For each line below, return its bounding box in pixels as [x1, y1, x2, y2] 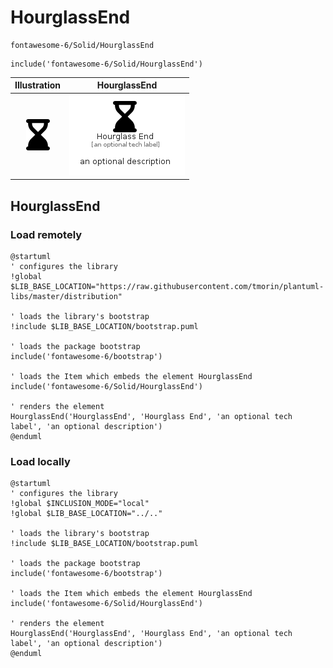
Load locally [10, 454, 71, 468]
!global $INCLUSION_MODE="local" [10, 499, 150, 509]
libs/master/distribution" [10, 291, 123, 301]
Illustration [14, 79, 62, 91]
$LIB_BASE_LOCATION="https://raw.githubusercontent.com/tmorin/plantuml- [10, 281, 325, 291]
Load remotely [10, 227, 83, 241]
